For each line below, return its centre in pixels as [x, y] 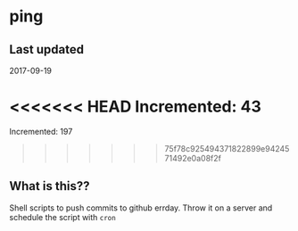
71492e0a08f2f [193, 158]
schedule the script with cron [62, 217]
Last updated [47, 49]
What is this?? [50, 186]
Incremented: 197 [41, 131]
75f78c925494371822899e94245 [227, 148]
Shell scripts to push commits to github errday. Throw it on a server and [141, 208]
